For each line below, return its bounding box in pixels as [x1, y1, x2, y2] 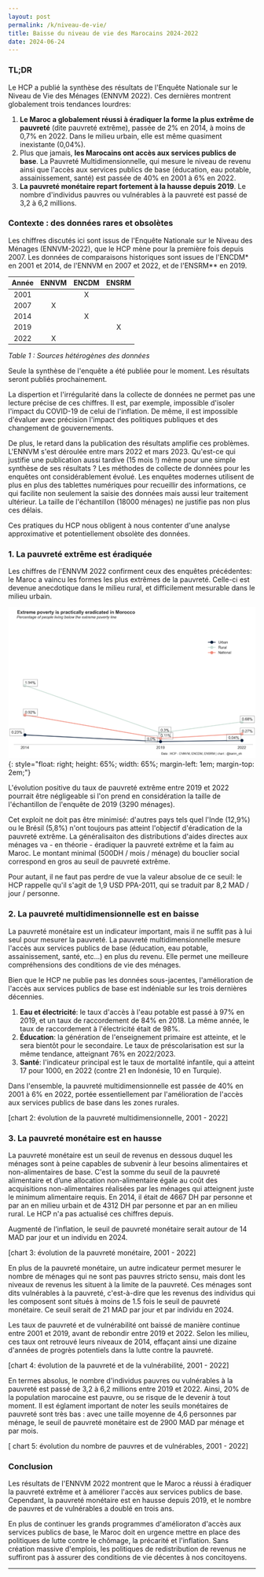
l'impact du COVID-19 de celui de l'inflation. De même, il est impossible [8, 406, 238, 416]
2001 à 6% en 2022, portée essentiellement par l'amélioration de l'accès [8, 1089, 244, 1098]
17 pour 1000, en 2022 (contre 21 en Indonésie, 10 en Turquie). [19, 1065, 222, 1075]
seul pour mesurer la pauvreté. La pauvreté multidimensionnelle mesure [8, 935, 241, 944]
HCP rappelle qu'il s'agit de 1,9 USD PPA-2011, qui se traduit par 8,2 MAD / [8, 880, 249, 890]
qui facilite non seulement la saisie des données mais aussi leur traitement [8, 489, 249, 498]
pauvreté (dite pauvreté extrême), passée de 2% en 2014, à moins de [19, 123, 246, 132]
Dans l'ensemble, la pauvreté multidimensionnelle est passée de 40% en [8, 1081, 244, 1090]
